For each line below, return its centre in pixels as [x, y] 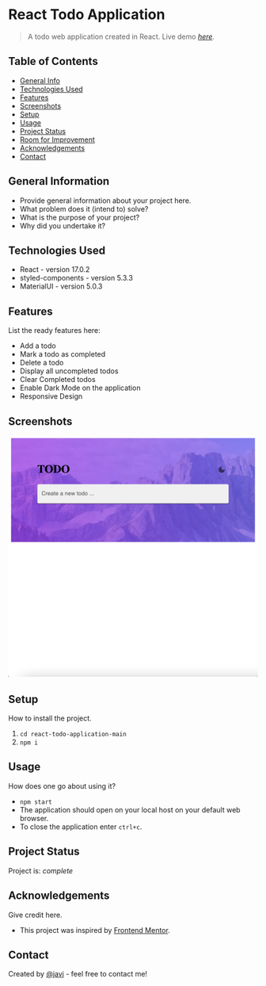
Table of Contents [53, 61]
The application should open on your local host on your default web [130, 809]
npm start [36, 802]
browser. [34, 818]
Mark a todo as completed [63, 354]
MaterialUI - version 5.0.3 [61, 286]
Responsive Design [51, 396]
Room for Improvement [57, 139]
